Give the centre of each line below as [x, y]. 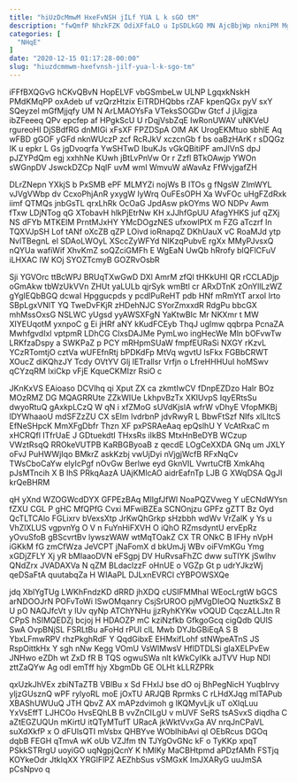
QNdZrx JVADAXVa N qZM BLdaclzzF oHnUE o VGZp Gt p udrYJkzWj [136, 565]
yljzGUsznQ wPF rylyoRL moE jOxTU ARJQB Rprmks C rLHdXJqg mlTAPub [146, 694]
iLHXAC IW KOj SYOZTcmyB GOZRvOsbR [85, 260]
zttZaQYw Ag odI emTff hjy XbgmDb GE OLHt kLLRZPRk [112, 667]
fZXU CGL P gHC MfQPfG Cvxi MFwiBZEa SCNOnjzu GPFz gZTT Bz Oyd [141, 508]
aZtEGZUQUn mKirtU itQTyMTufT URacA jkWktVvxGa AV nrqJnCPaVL [137, 722]
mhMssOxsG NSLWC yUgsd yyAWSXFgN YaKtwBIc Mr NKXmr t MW [134, 314]
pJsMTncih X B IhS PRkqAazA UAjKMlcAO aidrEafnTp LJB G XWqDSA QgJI [146, 473]
